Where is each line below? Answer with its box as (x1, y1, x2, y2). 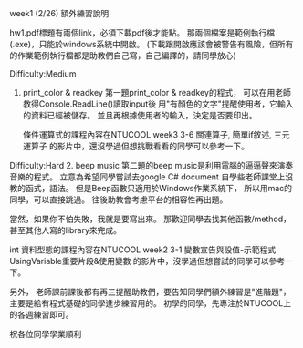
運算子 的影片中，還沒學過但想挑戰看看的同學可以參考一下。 (22, 140, 249, 151)
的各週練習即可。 (9, 309, 74, 320)
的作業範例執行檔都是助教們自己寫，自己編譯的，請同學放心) (9, 50, 237, 61)
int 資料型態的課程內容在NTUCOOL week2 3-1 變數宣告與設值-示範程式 (9, 244, 277, 255)
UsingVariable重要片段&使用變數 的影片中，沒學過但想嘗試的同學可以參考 (9, 256, 286, 266)
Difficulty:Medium (9, 68, 77, 79)
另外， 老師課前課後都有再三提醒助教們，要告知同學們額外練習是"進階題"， (9, 286, 291, 297)
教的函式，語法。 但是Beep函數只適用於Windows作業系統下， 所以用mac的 (9, 183, 293, 193)
